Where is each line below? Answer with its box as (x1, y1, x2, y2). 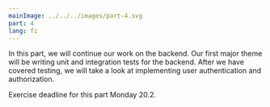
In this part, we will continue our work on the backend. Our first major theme (8, 49, 263, 59)
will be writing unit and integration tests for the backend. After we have (8, 57, 245, 67)
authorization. (8, 74, 55, 84)
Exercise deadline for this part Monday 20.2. (8, 90, 156, 100)
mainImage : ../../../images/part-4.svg (8, 11, 143, 20)
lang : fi (8, 27, 38, 35)
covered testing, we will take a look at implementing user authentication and (8, 66, 262, 76)
